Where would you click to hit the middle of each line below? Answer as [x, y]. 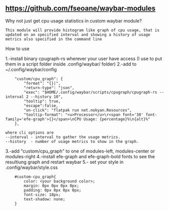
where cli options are [30, 133]
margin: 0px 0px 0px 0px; [52, 186]
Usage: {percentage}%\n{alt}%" [117, 119]
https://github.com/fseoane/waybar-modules [80, 8]
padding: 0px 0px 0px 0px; [53, 190]
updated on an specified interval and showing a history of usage [78, 35]
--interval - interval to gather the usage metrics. [63, 137]
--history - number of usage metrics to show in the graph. [72, 141]
